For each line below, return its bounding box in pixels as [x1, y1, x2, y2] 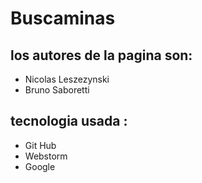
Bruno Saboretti [24, 84, 90, 96]
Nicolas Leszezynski [24, 73, 110, 85]
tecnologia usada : [10, 113, 128, 130]
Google [24, 160, 56, 172]
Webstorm [24, 150, 68, 162]
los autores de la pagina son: [10, 47, 193, 64]
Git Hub [24, 139, 57, 151]
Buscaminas [10, 7, 116, 30]
